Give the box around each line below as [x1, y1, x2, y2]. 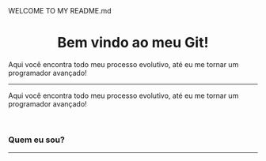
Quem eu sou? [8, 134, 65, 145]
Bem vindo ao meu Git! [57, 34, 209, 52]
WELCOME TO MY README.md [8, 6, 112, 15]
